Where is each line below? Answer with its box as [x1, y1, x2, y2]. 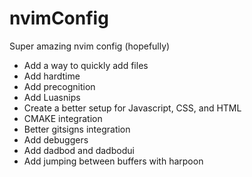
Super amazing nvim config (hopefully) [9, 40, 171, 52]
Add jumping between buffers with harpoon [23, 155, 204, 167]
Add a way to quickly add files [23, 59, 149, 71]
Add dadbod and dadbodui [23, 144, 135, 156]
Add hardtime [23, 70, 81, 82]
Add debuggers [23, 133, 89, 146]
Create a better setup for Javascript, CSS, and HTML [23, 102, 242, 114]
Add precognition [23, 80, 96, 92]
